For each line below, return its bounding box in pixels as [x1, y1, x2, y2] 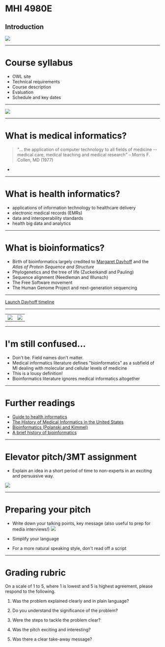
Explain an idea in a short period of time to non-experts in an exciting [12, 468, 152, 474]
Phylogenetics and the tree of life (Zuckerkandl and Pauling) [12, 269, 134, 275]
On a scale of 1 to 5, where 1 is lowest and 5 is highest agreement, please [5, 583, 153, 589]
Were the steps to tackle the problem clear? [12, 617, 101, 623]
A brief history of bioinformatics [12, 429, 77, 435]
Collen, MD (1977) [17, 157, 54, 163]
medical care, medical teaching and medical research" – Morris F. [17, 151, 150, 158]
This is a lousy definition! [12, 370, 63, 376]
